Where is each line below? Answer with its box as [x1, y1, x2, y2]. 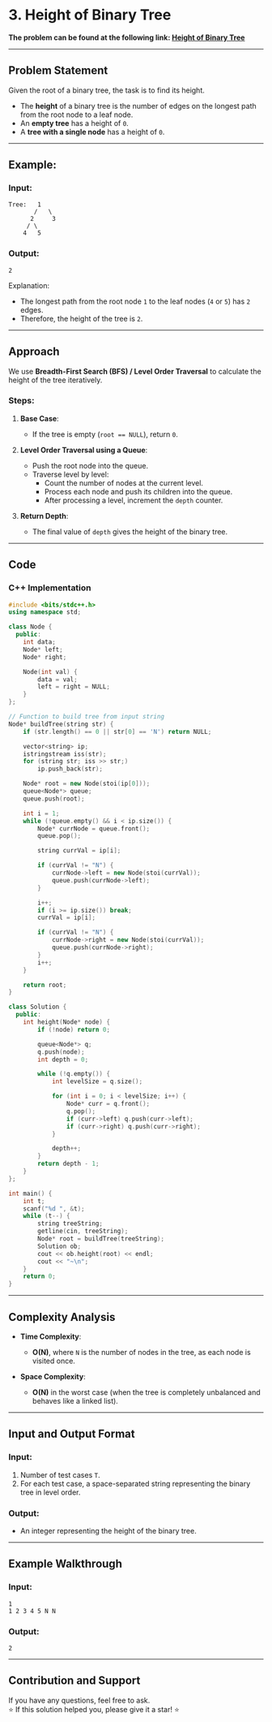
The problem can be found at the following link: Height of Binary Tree [8, 32, 245, 42]
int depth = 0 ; [37, 1055, 89, 1064]
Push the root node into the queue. [32, 460, 148, 470]
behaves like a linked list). [32, 1396, 119, 1405]
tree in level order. [19, 1487, 81, 1497]
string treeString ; [37, 1219, 104, 1228]
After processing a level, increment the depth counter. [44, 495, 223, 505]
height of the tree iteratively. [8, 375, 103, 385]
